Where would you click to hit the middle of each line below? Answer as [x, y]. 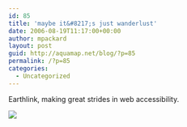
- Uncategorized [43, 76]
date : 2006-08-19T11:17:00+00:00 [65, 31]
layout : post [30, 46]
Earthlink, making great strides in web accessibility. [94, 99]
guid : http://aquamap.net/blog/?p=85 [72, 53]
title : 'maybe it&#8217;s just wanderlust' [83, 23]
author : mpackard [38, 38]
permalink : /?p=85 [39, 61]
